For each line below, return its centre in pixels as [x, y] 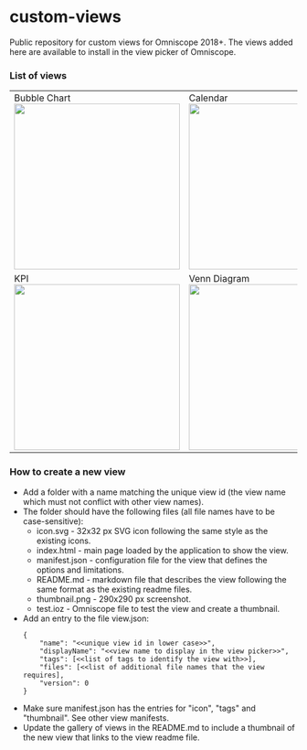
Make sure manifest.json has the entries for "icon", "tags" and [139, 708]
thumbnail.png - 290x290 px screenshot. [114, 599]
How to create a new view [68, 472]
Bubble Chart [42, 98]
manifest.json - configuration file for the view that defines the [152, 560]
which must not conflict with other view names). [113, 501]
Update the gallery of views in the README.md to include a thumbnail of [159, 727]
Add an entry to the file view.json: [85, 618]
